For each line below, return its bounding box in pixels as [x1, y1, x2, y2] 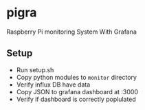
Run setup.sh [16, 65, 54, 74]
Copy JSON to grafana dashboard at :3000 [16, 87, 139, 96]
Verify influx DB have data [16, 80, 91, 89]
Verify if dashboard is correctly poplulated [16, 95, 137, 103]
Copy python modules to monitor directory [16, 73, 137, 81]
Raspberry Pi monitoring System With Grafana [6, 27, 137, 36]
